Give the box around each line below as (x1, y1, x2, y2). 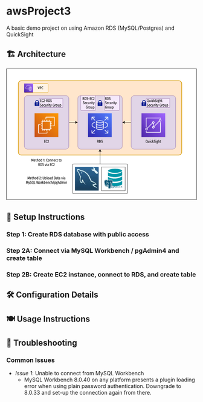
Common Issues (6, 356, 56, 364)
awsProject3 (6, 4, 71, 18)
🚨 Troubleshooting (6, 338, 77, 348)
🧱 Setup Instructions (6, 212, 85, 222)
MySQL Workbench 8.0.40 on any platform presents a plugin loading (24, 376, 195, 383)
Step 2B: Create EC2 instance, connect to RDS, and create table (6, 270, 196, 278)
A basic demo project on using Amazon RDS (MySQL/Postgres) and (6, 24, 175, 32)
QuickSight (6, 30, 34, 38)
